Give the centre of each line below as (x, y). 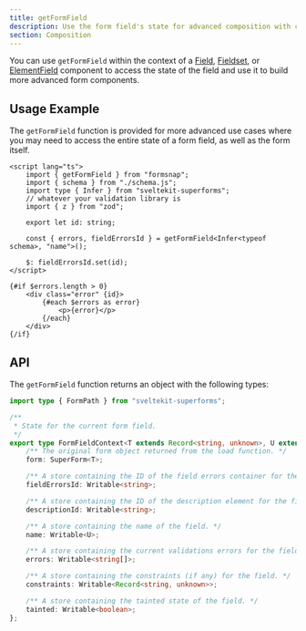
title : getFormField (49, 18)
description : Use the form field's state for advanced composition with (150, 26)
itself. (20, 150)
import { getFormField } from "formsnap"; (107, 175)
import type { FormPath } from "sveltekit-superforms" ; (117, 401)
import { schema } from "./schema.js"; (102, 183)
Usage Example (55, 109)
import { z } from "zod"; (75, 207)
